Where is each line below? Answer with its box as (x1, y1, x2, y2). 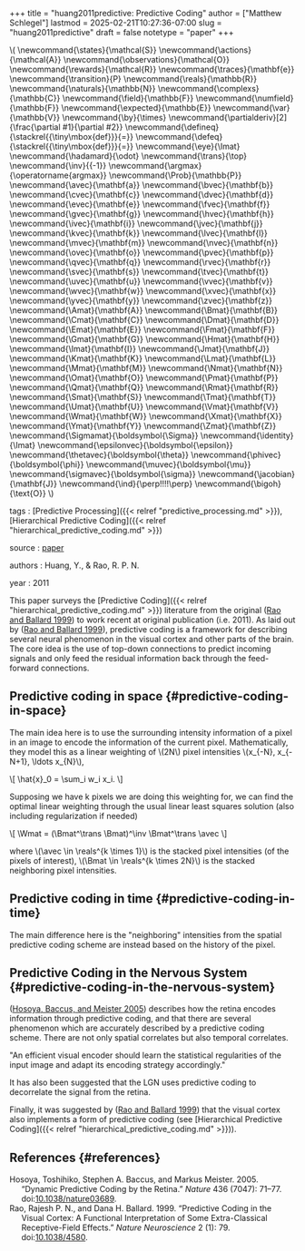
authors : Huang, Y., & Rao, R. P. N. (9, 560, 140, 571)
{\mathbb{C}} (9, 93, 61, 103)
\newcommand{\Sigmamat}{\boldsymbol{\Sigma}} (9, 430, 199, 441)
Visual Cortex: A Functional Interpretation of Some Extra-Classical (21, 1213, 268, 1224)
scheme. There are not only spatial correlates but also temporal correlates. (9, 1032, 289, 1043)
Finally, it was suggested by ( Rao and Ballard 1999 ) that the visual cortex (9, 1104, 281, 1115)
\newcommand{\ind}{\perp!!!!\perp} (58, 478, 193, 489)
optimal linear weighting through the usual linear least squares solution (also (9, 800, 295, 811)
